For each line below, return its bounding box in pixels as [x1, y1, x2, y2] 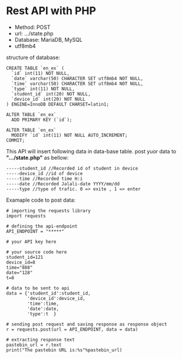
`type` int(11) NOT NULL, [11, 85, 75, 92]
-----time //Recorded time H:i [6, 176, 83, 182]
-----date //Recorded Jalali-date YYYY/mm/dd [6, 181, 120, 187]
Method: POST [14, 24, 51, 31]
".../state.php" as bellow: [6, 154, 69, 161]
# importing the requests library [6, 208, 91, 213]
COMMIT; [6, 137, 25, 143]
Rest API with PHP [6, 4, 96, 18]
